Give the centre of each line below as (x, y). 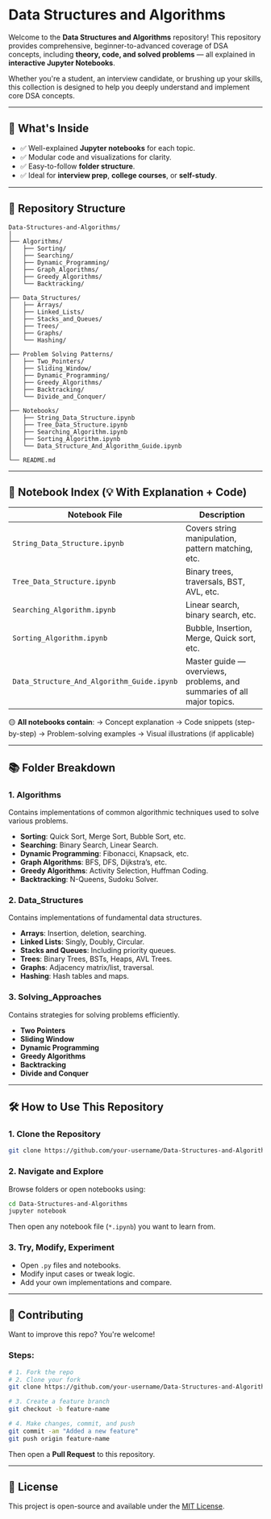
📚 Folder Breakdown (62, 768)
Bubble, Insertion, (219, 628)
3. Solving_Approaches (55, 997)
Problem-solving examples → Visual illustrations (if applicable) (151, 734)
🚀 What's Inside (49, 129)
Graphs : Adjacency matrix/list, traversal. (87, 968)
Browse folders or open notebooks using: (77, 1189)
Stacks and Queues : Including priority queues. (98, 951)
